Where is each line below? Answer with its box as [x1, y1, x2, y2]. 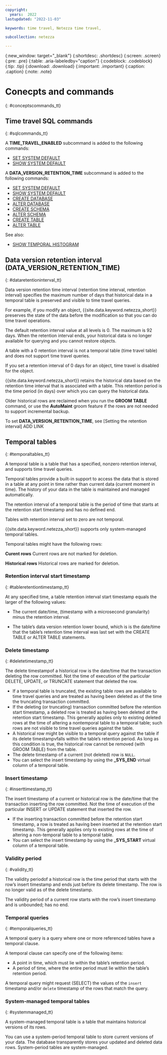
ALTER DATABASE [12, 201, 50, 207]
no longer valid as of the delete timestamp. [5, 887, 93, 893]
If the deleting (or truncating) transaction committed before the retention [12, 704, 162, 710]
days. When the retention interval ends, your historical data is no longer [5, 333, 152, 339]
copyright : [5, 7, 28, 12]
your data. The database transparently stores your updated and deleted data [5, 1039, 163, 1045]
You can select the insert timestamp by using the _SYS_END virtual [12, 757, 151, 763]
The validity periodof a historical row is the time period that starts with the [5, 876, 157, 882]
